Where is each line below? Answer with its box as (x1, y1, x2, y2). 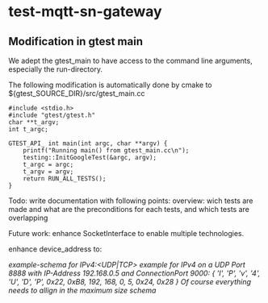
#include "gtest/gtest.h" (8, 111, 95, 119)
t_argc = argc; (23, 160, 74, 168)
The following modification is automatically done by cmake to (8, 80, 212, 89)
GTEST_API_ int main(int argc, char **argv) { (8, 139, 168, 147)
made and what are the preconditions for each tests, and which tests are (8, 205, 250, 214)
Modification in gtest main (8, 35, 144, 48)
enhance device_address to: (8, 244, 103, 254)
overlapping (8, 213, 48, 222)
